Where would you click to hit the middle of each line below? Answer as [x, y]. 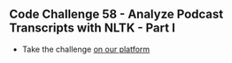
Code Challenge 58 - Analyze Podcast [116, 14]
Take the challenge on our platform [86, 49]
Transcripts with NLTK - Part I [92, 28]
